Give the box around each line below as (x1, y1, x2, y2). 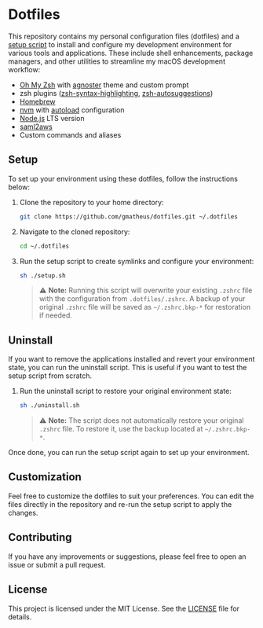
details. (8, 611, 32, 622)
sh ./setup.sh (19, 271, 66, 280)
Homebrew (19, 97, 56, 106)
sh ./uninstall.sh (19, 402, 80, 409)
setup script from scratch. (8, 371, 93, 380)
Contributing (8, 531, 72, 544)
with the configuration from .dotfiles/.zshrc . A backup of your (38, 294, 246, 303)
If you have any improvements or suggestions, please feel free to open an (8, 552, 247, 561)
